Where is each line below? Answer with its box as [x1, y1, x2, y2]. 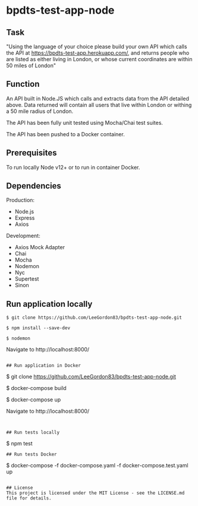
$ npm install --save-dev [6, 325, 70, 331]
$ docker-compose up [6, 396, 61, 403]
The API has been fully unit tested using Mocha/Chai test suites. [6, 119, 164, 126]
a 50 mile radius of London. [6, 108, 74, 115]
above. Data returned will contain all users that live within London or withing [6, 101, 192, 108]
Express [14, 215, 35, 222]
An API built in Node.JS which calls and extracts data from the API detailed [6, 95, 189, 102]
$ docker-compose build [6, 385, 67, 392]
